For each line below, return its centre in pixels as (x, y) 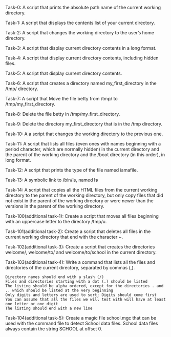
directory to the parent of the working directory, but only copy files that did (84, 195)
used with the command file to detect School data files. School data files (82, 323)
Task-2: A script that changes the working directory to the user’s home (80, 33)
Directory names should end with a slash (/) (55, 277)
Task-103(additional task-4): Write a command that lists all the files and (80, 262)
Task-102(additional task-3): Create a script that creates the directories (80, 247)
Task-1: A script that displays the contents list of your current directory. (80, 23)
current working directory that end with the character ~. (64, 237)
